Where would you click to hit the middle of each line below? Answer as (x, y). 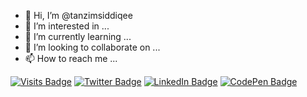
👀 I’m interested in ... (67, 26)
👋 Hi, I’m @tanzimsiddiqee (78, 15)
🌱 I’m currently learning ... (78, 36)
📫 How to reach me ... (71, 58)
